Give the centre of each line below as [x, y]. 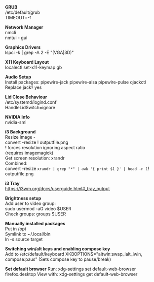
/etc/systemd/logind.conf [31, 102]
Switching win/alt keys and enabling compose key [58, 249]
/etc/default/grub [23, 12]
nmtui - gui [16, 38]
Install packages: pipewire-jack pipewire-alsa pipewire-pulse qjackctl [76, 82]
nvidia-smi [16, 122]
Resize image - [20, 137]
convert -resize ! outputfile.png [37, 142]
